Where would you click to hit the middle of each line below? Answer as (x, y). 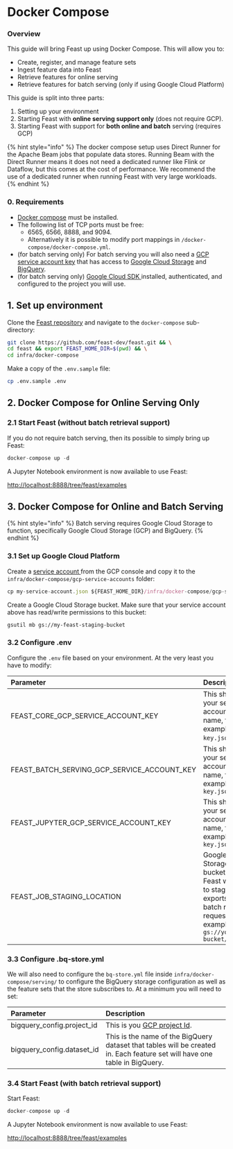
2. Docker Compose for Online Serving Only (103, 403)
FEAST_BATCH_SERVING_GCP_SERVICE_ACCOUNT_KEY (103, 769)
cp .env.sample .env (37, 382)
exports (215, 898)
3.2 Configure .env (40, 642)
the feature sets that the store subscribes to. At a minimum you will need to (114, 989)
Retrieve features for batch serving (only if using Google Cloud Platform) (121, 85)
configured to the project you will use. (71, 284)
